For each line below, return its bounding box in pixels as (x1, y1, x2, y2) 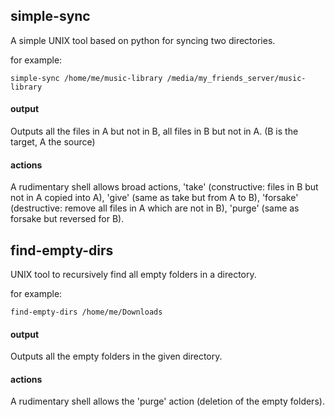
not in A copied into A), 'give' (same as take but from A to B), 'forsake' (10, 192, 299, 204)
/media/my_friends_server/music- (166, 73, 307, 83)
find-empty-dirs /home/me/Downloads (10, 307, 163, 318)
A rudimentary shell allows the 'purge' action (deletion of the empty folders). (10, 395, 325, 408)
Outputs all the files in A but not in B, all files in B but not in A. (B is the (10, 125, 299, 138)
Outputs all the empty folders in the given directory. (10, 350, 223, 363)
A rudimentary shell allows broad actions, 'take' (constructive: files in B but (10, 181, 319, 193)
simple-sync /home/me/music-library (10, 73, 163, 83)
